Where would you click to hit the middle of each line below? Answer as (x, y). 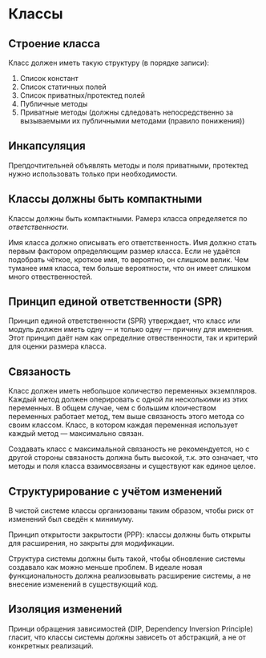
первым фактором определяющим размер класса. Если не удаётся (125, 251)
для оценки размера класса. (57, 346)
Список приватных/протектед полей (83, 95)
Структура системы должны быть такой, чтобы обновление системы (127, 559)
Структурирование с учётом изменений (115, 491)
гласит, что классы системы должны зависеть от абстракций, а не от (127, 637)
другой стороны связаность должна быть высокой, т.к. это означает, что (133, 458)
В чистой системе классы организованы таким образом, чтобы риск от (131, 511)
